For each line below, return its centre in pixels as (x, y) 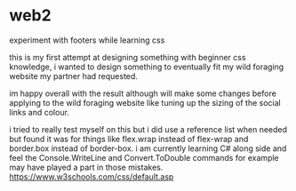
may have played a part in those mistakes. (86, 167)
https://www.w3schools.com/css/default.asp (92, 176)
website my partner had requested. (73, 76)
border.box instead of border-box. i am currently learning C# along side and (148, 148)
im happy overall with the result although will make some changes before (143, 93)
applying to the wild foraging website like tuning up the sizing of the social (145, 102)
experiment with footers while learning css (87, 40)
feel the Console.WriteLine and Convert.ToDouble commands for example (144, 157)
